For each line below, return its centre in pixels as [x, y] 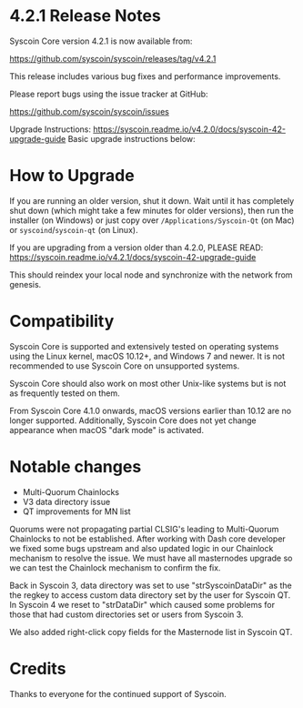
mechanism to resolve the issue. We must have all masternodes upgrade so [151, 558]
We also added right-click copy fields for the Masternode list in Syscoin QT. [151, 632]
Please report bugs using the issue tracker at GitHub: [109, 94]
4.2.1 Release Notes [85, 16]
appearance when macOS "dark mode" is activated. [107, 430]
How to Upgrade [72, 176]
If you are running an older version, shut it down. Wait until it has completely [152, 200]
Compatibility [62, 322]
